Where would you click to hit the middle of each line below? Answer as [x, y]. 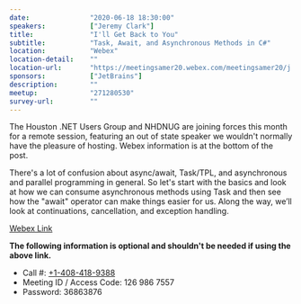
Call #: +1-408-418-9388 [69, 273]
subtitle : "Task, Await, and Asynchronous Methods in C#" [140, 43]
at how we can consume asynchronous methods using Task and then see [145, 192]
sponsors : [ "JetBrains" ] [76, 76]
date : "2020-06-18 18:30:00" [92, 18]
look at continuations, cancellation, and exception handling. [119, 211]
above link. [31, 255]
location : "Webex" [64, 51]
